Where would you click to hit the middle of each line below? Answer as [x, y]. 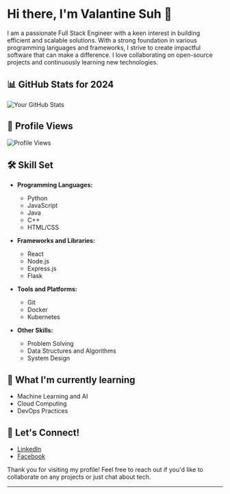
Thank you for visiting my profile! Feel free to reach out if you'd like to [105, 470]
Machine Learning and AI [52, 397]
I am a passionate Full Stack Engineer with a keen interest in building [104, 33]
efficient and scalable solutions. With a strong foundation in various [102, 40]
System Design [49, 358]
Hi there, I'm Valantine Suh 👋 [90, 14]
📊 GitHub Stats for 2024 [61, 85]
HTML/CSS [43, 227]
